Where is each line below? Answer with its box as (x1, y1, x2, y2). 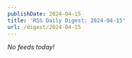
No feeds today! (7, 43, 55, 52)
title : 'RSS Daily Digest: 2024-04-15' (7, 17, 126, 24)
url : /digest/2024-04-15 (7, 23, 81, 30)
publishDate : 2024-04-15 (7, 10, 81, 18)
